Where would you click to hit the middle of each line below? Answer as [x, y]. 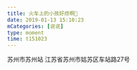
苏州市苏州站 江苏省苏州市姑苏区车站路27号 [68, 60]
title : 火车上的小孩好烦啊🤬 [42, 13]
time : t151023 [27, 39]
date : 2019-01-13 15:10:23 [46, 20]
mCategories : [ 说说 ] [35, 26]
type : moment [26, 33]
